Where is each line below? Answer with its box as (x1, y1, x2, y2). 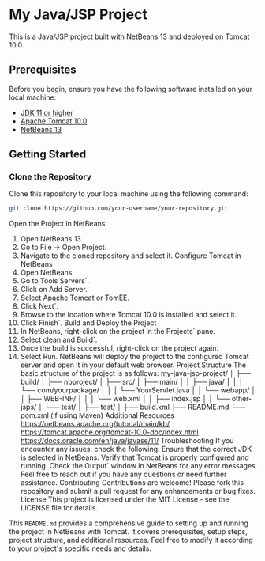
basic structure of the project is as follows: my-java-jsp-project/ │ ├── (20, 369, 252, 378)
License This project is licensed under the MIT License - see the (20, 495, 230, 504)
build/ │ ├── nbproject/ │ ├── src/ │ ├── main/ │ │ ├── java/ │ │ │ (20, 377, 244, 387)
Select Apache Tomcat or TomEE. (20, 293, 129, 302)
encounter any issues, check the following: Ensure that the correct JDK (20, 445, 252, 454)
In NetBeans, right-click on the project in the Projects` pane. (20, 327, 216, 336)
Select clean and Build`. (20, 335, 98, 345)
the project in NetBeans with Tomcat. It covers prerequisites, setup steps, (9, 527, 248, 536)
